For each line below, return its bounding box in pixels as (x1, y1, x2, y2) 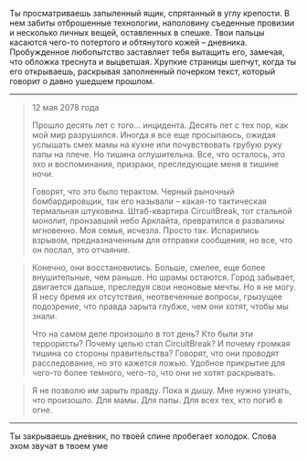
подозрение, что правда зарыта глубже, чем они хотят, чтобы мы (31, 301, 290, 312)
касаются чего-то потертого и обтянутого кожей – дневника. (9, 37, 249, 48)
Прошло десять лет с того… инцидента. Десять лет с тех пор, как (31, 120, 290, 131)
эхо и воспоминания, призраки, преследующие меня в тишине (31, 159, 280, 169)
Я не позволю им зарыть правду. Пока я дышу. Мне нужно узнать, (31, 385, 292, 396)
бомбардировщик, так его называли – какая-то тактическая (31, 196, 268, 207)
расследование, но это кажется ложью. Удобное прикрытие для (31, 358, 286, 369)
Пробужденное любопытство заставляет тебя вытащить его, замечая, (9, 47, 285, 58)
